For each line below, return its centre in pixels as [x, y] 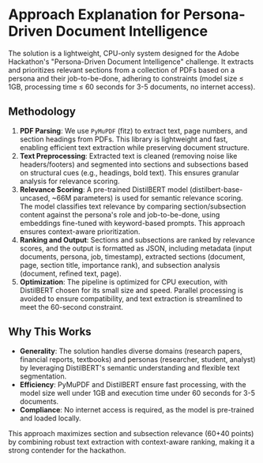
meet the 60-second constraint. [71, 307]
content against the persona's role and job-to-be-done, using [120, 214]
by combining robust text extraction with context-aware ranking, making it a [131, 442]
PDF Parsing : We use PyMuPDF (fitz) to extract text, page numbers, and [133, 130]
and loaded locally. [50, 418]
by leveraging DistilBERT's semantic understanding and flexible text [130, 367]
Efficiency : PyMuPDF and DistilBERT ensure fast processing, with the [133, 384]
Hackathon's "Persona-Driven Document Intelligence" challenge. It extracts [131, 62]
